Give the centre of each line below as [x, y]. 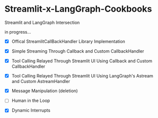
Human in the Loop [31, 100]
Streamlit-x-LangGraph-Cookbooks [78, 9]
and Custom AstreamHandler [41, 81]
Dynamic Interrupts [31, 110]
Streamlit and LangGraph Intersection [42, 22]
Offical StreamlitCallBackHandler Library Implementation [68, 41]
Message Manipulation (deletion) [45, 91]
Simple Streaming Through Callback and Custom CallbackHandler [78, 51]
